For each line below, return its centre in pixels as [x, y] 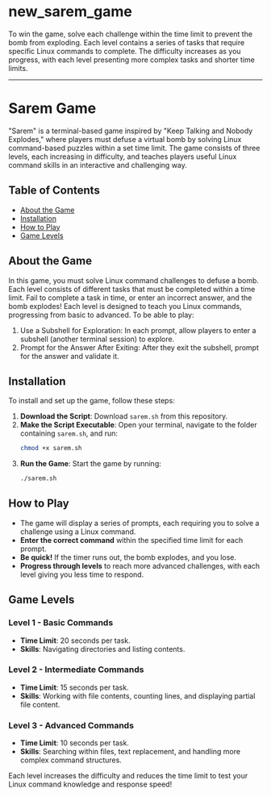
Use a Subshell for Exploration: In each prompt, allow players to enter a [138, 330]
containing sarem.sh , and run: [69, 433]
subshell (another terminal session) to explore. [97, 339]
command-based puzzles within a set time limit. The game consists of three [134, 148]
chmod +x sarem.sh [51, 449]
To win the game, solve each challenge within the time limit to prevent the [130, 34]
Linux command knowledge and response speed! [90, 784]
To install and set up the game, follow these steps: [92, 401]
